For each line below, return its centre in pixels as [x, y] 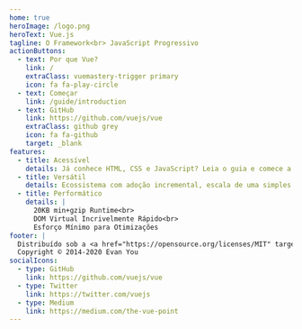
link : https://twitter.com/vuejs [88, 294]
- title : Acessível [54, 160]
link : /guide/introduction [76, 101]
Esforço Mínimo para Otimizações [96, 227]
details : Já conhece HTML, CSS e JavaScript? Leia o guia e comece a [159, 169]
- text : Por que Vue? [58, 59]
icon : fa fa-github [62, 135]
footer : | [28, 235]
